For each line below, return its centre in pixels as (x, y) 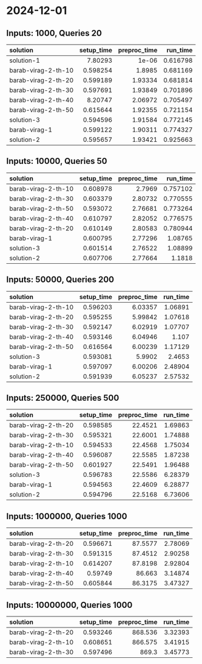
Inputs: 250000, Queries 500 (63, 398)
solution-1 (25, 60)
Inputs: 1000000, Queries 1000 (67, 516)
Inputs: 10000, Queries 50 (57, 161)
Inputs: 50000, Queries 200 (60, 280)
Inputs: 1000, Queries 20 (54, 33)
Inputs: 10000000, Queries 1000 (69, 605)
